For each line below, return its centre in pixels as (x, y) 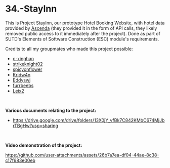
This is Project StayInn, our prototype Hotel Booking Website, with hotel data (85, 23)
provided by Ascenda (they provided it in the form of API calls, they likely (81, 28)
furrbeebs (23, 85)
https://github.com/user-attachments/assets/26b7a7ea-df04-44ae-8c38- (82, 155)
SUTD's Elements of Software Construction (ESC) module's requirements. (82, 39)
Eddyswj (22, 80)
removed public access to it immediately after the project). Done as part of (83, 33)
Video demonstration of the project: (44, 145)
